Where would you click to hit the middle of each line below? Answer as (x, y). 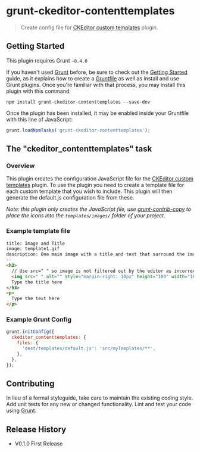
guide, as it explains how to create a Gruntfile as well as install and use (93, 78)
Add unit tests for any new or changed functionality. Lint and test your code (99, 404)
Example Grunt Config (39, 320)
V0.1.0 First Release (39, 444)
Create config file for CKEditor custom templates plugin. (89, 27)
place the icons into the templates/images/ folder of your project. (86, 216)
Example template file (38, 231)
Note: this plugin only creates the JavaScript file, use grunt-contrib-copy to (99, 209)
